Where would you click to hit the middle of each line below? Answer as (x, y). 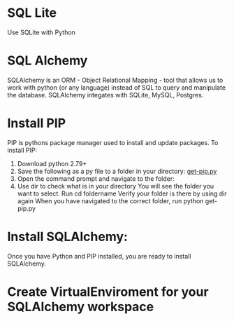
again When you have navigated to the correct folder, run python (110, 200)
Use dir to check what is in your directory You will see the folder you (116, 186)
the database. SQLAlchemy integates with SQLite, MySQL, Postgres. (105, 95)
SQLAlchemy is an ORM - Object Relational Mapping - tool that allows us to (115, 80)
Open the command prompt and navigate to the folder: (96, 178)
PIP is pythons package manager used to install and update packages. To (113, 142)
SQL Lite (32, 13)
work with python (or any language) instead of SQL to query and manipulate (116, 87)
